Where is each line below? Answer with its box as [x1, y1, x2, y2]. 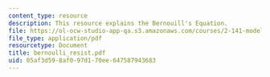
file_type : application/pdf [8, 34, 103, 43]
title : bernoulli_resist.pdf [8, 49, 106, 57]
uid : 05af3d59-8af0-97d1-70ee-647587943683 [8, 57, 157, 65]
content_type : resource [8, 11, 88, 20]
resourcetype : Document [8, 42, 88, 50]
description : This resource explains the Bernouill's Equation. [8, 19, 228, 27]
